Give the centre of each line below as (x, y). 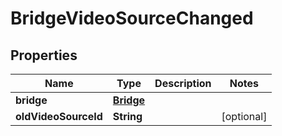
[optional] (244, 116)
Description (183, 83)
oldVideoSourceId (59, 116)
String (127, 116)
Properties (44, 55)
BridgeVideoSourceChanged (132, 18)
